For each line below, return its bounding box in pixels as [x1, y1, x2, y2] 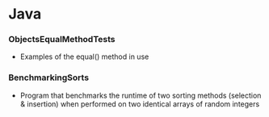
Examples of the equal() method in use [19, 52, 149, 61]
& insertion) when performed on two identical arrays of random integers [19, 98, 260, 109]
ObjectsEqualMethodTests [8, 34, 116, 45]
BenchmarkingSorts [8, 72, 90, 83]
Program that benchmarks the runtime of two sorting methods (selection [19, 90, 262, 100]
